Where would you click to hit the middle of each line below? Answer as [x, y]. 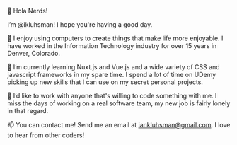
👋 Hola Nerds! [28, 11]
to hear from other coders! [46, 135]
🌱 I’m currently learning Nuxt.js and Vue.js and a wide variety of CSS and [114, 67]
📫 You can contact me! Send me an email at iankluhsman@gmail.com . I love [119, 125]
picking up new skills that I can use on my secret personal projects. [105, 82]
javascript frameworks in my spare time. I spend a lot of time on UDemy [112, 75]
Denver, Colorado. [34, 53]
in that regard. [28, 111]
